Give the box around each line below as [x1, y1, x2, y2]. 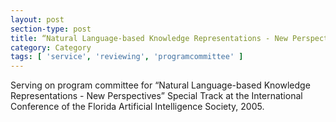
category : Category [10, 42, 92, 53]
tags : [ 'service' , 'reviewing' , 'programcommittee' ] [10, 52, 244, 62]
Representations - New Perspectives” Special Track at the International [10, 90, 303, 102]
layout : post [10, 14, 65, 25]
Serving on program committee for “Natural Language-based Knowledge [10, 79, 311, 91]
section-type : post [10, 24, 92, 34]
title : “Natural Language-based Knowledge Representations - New [10, 33, 288, 43]
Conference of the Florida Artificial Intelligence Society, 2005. [10, 101, 265, 113]
